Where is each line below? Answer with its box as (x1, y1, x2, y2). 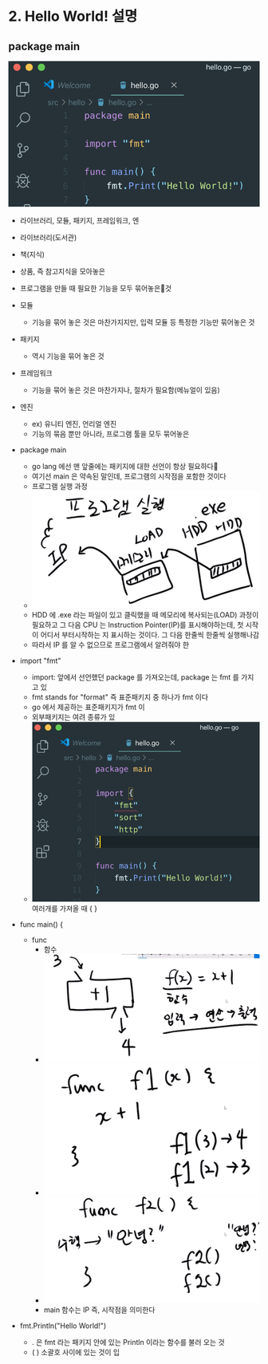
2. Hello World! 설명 (8, 7, 138, 26)
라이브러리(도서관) (19, 232, 77, 242)
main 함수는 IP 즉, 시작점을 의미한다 (43, 1305, 156, 1315)
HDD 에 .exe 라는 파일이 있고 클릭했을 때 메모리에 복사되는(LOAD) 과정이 (31, 610, 259, 620)
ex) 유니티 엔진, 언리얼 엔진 (31, 419, 117, 428)
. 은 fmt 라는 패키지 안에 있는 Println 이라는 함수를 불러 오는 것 (31, 1337, 225, 1346)
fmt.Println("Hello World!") (19, 1321, 107, 1330)
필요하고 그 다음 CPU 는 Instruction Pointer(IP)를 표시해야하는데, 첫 (31, 620, 244, 630)
